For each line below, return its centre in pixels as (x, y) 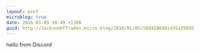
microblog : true (26, 17)
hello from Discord (29, 45)
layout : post (22, 11)
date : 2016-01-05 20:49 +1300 (44, 22)
